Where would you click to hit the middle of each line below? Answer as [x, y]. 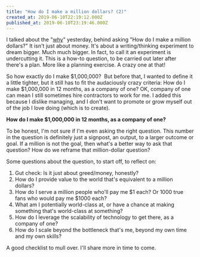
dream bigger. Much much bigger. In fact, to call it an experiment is [89, 52]
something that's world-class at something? [69, 211]
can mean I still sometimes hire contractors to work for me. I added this [94, 95]
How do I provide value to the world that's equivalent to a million [94, 180]
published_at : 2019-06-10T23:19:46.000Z [57, 23]
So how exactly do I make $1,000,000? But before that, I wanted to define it [99, 76]
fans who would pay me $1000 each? [61, 198]
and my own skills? [38, 236]
